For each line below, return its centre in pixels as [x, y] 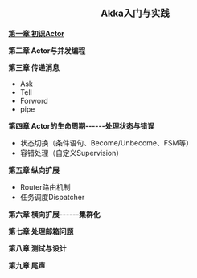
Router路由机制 [45, 187]
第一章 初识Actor [36, 34]
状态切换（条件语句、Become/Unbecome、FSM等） [107, 143]
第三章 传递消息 [34, 67]
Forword [34, 101]
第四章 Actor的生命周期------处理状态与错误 [82, 126]
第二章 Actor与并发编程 [47, 51]
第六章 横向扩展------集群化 [54, 215]
